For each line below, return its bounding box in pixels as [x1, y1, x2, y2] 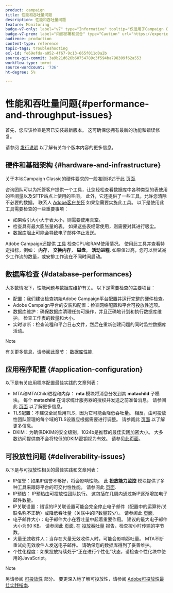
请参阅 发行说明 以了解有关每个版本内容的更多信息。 [5, 144, 116, 150]
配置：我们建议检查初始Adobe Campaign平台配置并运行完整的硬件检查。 [12, 295, 167, 302]
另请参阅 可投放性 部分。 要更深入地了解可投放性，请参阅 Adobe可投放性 [5, 576, 160, 582]
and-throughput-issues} [5, 109, 113, 121]
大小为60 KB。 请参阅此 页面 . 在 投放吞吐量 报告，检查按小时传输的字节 [12, 523, 165, 529]
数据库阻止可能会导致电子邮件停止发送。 [12, 230, 99, 236]
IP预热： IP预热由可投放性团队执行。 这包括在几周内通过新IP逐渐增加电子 [12, 491, 168, 497]
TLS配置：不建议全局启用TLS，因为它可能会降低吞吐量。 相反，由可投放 [12, 410, 166, 416]
